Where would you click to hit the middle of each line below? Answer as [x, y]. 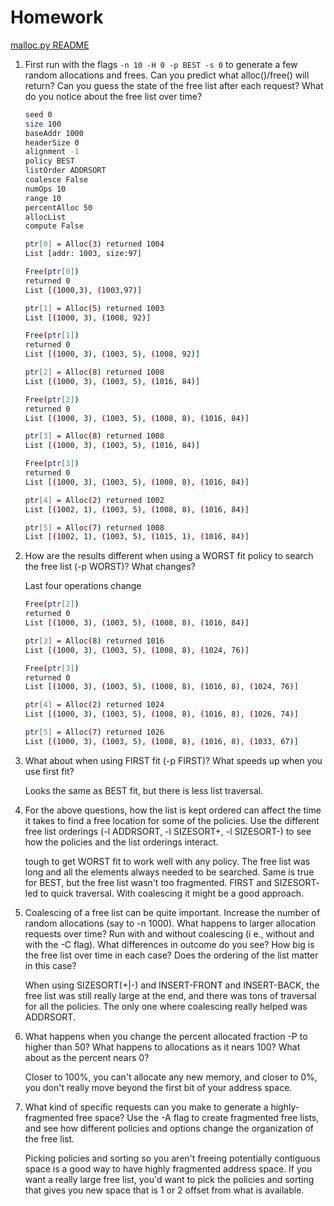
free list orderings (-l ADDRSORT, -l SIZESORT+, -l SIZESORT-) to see [168, 831]
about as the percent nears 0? [87, 1057]
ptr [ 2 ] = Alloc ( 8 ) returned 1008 [94, 372]
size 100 [43, 124]
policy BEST [49, 161]
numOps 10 [45, 189]
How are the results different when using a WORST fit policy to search [169, 556]
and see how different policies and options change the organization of [169, 1128]
